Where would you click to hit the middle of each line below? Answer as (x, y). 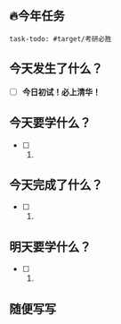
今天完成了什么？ (56, 185)
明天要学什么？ (50, 247)
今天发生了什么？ (56, 68)
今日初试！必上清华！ (61, 91)
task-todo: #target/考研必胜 (60, 38)
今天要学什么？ (50, 123)
